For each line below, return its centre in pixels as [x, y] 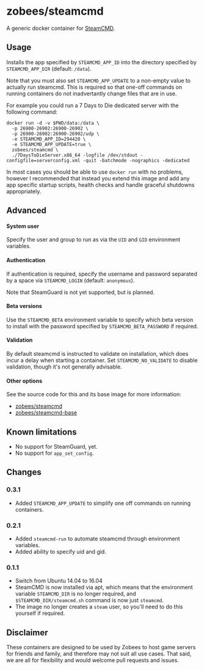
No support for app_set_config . [54, 453]
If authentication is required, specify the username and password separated [102, 274]
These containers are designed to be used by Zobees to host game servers [101, 647]
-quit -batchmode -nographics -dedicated [136, 160]
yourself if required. [40, 613]
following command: [32, 112]
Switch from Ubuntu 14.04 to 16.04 [59, 581]
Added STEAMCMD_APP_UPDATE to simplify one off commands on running [103, 503]
